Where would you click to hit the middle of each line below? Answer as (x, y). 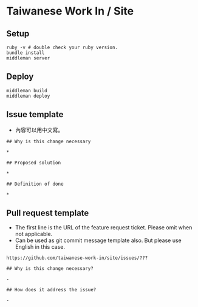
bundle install (26, 53)
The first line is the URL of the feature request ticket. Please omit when (104, 228)
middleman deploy (28, 96)
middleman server (28, 58)
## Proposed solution (34, 163)
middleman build (27, 90)
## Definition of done (35, 184)
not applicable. (34, 234)
